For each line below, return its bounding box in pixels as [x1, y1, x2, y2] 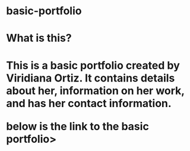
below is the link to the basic [6, 119, 150, 133]
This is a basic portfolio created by [6, 58, 180, 72]
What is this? [6, 32, 72, 45]
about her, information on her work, [6, 84, 185, 97]
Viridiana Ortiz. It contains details [6, 71, 175, 84]
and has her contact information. [6, 96, 172, 110]
